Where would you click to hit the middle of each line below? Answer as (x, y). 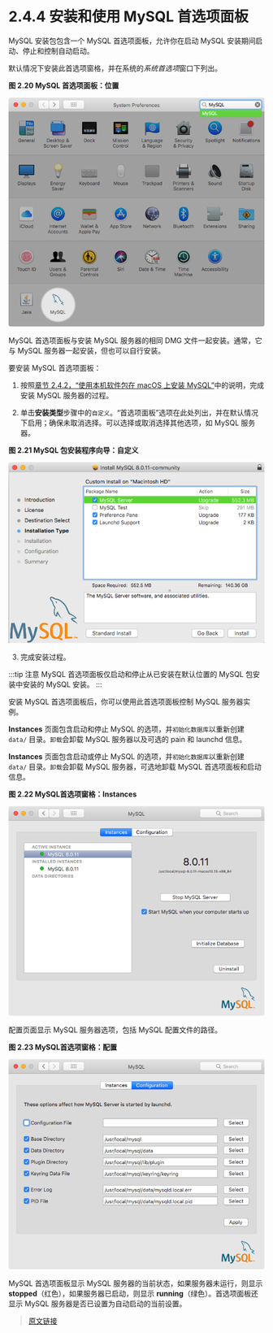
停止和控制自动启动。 (58, 50)
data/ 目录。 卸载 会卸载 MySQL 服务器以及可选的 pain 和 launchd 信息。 (128, 739)
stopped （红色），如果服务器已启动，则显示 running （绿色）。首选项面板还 (133, 1293)
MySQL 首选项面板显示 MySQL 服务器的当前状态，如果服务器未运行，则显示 (136, 1283)
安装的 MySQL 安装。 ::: (63, 684)
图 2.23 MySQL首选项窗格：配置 (63, 1047)
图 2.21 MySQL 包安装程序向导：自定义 (74, 450)
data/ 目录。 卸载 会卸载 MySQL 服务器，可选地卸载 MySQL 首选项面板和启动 (135, 766)
